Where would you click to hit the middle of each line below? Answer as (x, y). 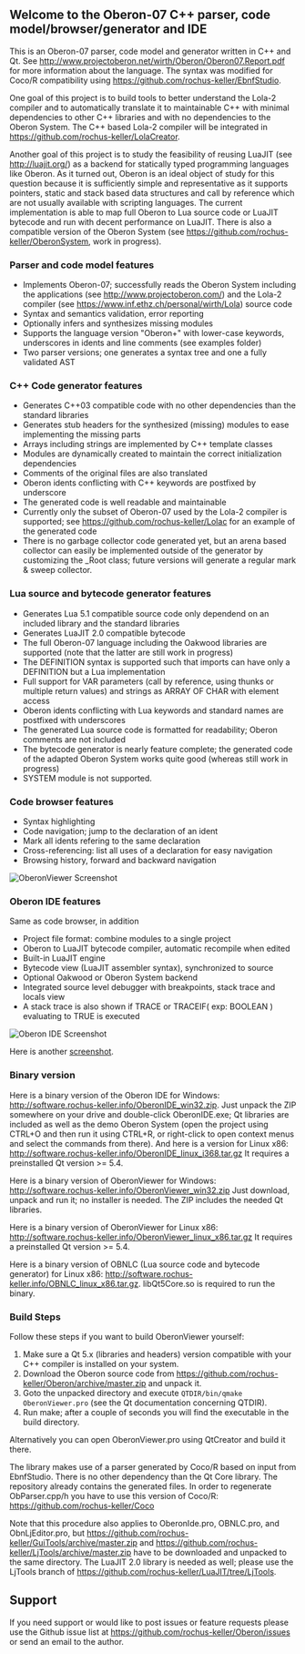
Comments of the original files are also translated (115, 474)
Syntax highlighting (59, 822)
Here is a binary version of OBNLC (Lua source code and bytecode (135, 1264)
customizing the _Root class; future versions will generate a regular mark (159, 560)
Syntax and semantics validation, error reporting (113, 314)
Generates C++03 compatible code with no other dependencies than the (159, 405)
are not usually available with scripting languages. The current (126, 202)
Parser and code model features (82, 265)
